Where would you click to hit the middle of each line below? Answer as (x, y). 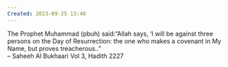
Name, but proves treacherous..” (54, 48)
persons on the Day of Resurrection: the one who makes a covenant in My (114, 41)
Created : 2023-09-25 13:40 (47, 14)
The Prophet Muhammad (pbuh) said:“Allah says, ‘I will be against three (110, 33)
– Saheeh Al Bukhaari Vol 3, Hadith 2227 (66, 56)
